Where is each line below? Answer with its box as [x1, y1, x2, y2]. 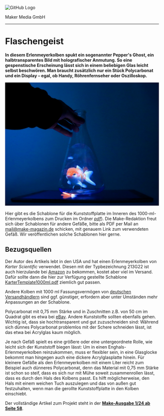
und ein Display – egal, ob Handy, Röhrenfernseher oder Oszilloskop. [5, 72, 147, 78]
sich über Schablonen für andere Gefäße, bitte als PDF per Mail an [5, 221, 139, 227]
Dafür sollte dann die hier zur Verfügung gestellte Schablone [5, 274, 127, 280]
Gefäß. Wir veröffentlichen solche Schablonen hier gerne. [5, 231, 121, 237]
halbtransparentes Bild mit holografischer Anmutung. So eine [5, 57, 133, 63]
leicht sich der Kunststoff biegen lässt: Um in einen [5, 344, 107, 350]
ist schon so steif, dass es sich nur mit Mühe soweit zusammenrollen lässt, [5, 370, 155, 376]
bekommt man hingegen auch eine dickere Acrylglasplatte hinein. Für [5, 354, 145, 360]
